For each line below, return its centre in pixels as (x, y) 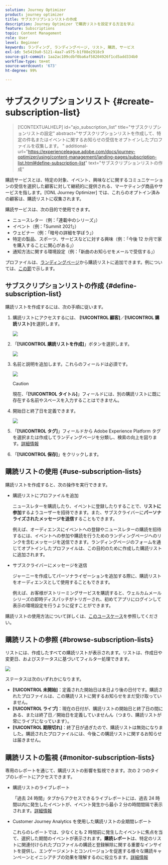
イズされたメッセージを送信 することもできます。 (67, 518)
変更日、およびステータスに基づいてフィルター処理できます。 (68, 659)
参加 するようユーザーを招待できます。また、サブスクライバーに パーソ (85, 512)
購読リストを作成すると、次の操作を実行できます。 (58, 485)
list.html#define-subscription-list (51, 163)
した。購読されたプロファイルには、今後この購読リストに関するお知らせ (87, 734)
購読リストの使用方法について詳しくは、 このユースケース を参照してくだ (79, 616)
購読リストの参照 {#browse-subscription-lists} (79, 639)
